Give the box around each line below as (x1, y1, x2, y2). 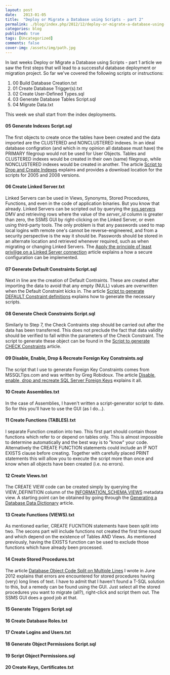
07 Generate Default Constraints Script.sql (5, 266, 97, 272)
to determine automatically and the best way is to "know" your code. (5, 439, 148, 445)
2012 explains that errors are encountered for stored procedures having (5, 573, 155, 579)
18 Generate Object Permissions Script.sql (5, 641, 96, 647)
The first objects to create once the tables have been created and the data (5, 134, 160, 140)
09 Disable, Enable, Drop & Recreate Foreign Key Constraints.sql (5, 355, 144, 361)
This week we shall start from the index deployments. (5, 111, 117, 117)
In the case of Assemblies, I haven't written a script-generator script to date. (5, 400, 164, 406)
